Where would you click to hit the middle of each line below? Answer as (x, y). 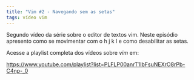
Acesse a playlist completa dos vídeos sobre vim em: (73, 52)
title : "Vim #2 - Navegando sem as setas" (61, 12)
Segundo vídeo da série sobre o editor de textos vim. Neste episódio (92, 34)
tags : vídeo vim (27, 17)
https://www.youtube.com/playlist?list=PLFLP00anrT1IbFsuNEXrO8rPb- (96, 64)
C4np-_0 (17, 70)
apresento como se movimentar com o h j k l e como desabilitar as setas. (98, 41)
